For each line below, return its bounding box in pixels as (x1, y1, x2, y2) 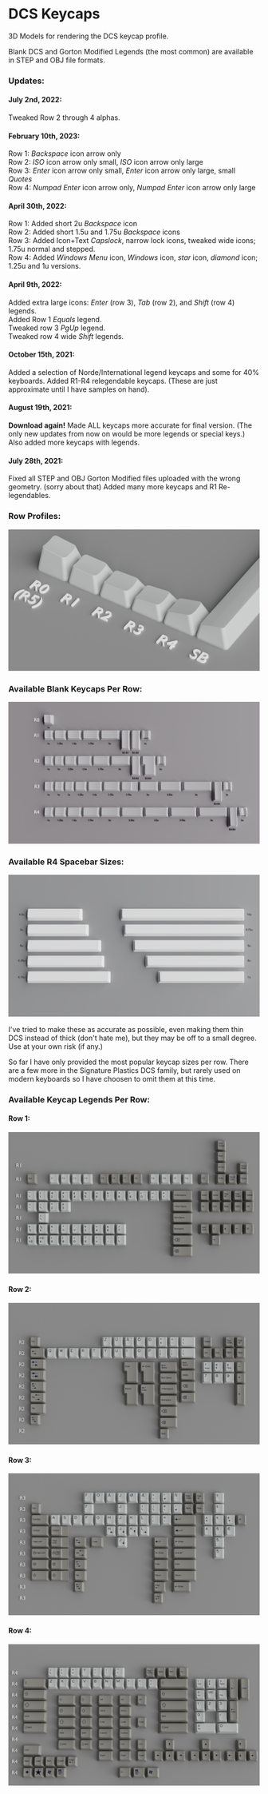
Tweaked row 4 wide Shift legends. (8, 331, 124, 341)
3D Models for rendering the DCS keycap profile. (8, 31, 169, 41)
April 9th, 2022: (8, 280, 62, 289)
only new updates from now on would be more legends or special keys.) (8, 429, 246, 439)
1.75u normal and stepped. (8, 245, 96, 254)
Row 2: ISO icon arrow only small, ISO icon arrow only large (8, 157, 203, 167)
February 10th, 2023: (8, 131, 81, 141)
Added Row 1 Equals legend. (8, 314, 102, 324)
